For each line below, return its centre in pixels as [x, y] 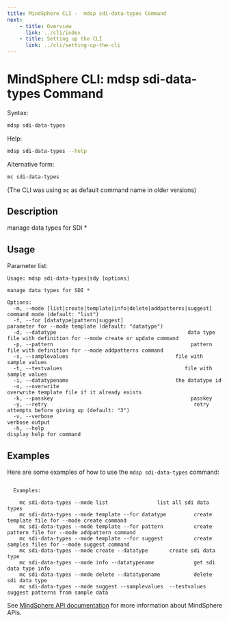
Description [32, 211]
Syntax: [18, 112]
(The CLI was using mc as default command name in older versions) [102, 190]
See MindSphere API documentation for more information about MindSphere [115, 605]
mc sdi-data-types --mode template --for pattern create [116, 527]
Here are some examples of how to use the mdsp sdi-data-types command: [113, 472]
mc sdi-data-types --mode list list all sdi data [114, 503]
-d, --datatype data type [114, 333]
